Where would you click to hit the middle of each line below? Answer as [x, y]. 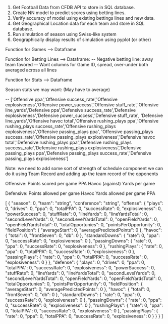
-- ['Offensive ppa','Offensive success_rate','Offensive [61, 99]
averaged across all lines [31, 70]
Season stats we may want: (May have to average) [58, 90]
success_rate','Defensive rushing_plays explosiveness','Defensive [73, 148]
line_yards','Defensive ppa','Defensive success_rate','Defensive [71, 110]
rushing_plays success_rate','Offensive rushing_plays [61, 126]
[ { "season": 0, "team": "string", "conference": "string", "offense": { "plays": [84, 203]
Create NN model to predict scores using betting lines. [69, 13]
